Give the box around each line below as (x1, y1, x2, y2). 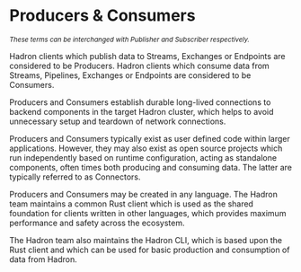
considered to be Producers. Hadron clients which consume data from (9, 60, 270, 71)
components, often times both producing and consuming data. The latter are (9, 162, 293, 172)
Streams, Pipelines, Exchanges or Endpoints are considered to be (9, 69, 252, 81)
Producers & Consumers (9, 5, 196, 26)
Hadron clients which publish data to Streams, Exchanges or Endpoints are (9, 50, 286, 61)
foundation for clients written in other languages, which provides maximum (9, 207, 287, 218)
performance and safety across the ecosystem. (9, 217, 185, 228)
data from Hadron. (9, 253, 78, 265)
